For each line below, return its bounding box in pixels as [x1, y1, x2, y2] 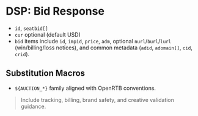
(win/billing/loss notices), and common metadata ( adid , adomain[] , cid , [14, 44, 193, 51]
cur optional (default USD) [14, 31, 81, 38]
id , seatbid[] [14, 24, 48, 32]
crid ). [14, 50, 30, 57]
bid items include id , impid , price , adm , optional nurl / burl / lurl [14, 37, 172, 45]
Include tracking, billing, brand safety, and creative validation [20, 96, 175, 103]
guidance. [20, 103, 46, 110]
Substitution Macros [5, 68, 86, 79]
